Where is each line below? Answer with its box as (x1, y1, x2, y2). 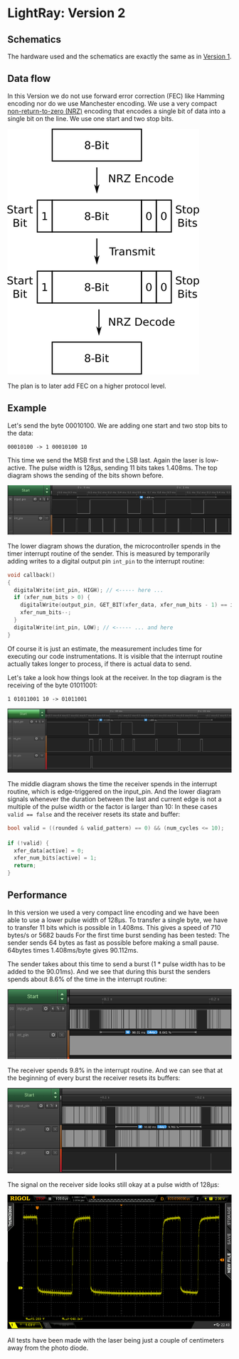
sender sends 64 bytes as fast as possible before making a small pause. (7, 938, 219, 947)
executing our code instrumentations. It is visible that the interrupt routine (7, 652, 223, 660)
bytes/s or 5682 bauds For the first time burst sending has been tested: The (7, 931, 230, 939)
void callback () (7, 571, 55, 578)
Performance (7, 889, 68, 901)
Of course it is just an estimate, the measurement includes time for (7, 644, 203, 652)
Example (7, 402, 47, 414)
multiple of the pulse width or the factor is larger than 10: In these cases (7, 802, 218, 810)
